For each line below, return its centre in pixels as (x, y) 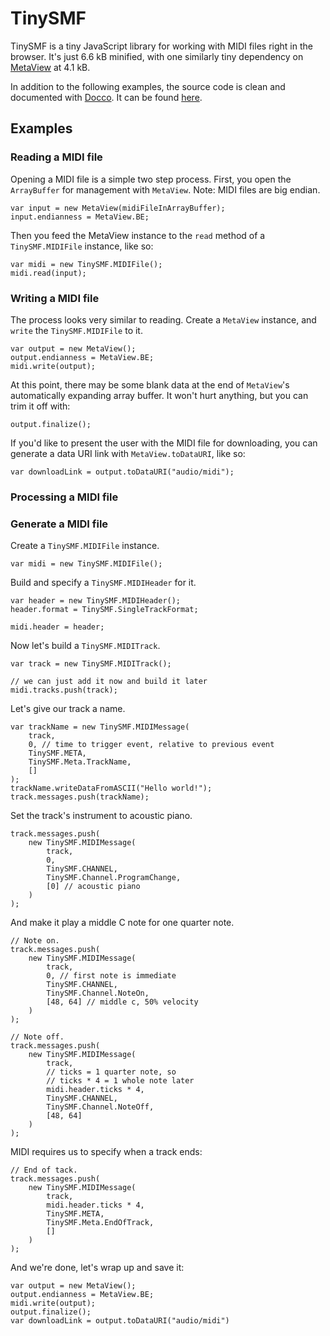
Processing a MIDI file (64, 497)
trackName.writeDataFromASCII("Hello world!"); (111, 788)
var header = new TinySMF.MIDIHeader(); (96, 601)
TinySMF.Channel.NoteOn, (98, 993)
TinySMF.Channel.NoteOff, (100, 1107)
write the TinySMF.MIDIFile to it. (76, 330)
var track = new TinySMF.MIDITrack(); (91, 664)
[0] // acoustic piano (93, 887)
